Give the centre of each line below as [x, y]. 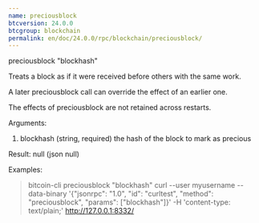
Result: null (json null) [44, 154]
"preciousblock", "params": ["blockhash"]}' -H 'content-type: [129, 202]
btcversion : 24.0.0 [41, 23]
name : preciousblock [43, 16]
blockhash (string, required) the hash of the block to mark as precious [136, 139]
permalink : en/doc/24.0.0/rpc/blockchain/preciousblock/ [105, 38]
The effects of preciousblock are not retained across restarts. [110, 107]
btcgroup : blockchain [45, 30]
